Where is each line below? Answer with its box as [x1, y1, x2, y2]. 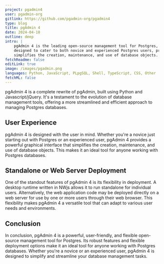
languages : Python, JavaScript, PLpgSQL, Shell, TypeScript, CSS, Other [5, 71, 156, 76]
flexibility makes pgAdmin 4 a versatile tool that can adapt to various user [5, 200, 153, 206]
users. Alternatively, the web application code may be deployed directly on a [5, 190, 159, 196]
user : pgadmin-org [5, 12, 42, 17]
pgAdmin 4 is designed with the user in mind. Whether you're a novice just [5, 132, 155, 137]
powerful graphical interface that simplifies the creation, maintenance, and [5, 142, 155, 148]
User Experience [5, 118, 57, 127]
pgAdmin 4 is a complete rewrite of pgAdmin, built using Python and [5, 88, 143, 94]
